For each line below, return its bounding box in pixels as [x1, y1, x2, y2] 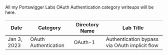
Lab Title [122, 24, 144, 31]
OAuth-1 [73, 39, 95, 46]
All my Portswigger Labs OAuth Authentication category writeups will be [5, 4, 154, 10]
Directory [75, 21, 99, 28]
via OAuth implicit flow [105, 42, 158, 49]
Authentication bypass [105, 36, 159, 43]
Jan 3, [7, 36, 22, 43]
